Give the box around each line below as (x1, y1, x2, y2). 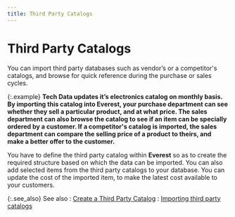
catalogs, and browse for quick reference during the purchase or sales (7, 71, 212, 79)
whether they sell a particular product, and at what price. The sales (7, 107, 208, 116)
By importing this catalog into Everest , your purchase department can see (7, 100, 229, 108)
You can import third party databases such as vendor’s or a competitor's (7, 64, 217, 72)
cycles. (7, 79, 28, 87)
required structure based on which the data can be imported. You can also (7, 158, 223, 166)
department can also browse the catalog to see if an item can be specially (7, 114, 227, 123)
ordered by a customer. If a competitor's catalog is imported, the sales (7, 122, 217, 131)
